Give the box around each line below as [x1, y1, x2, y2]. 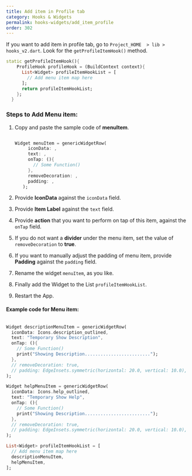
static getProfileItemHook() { [6, 59, 80, 64]
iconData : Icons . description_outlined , [11, 329, 109, 335]
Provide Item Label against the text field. [14, 206, 114, 213]
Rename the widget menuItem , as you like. [14, 270, 114, 277]
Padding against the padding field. [14, 258, 97, 265]
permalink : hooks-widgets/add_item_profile [6, 19, 114, 25]
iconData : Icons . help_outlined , [11, 389, 91, 395]
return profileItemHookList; [21, 85, 93, 91]
